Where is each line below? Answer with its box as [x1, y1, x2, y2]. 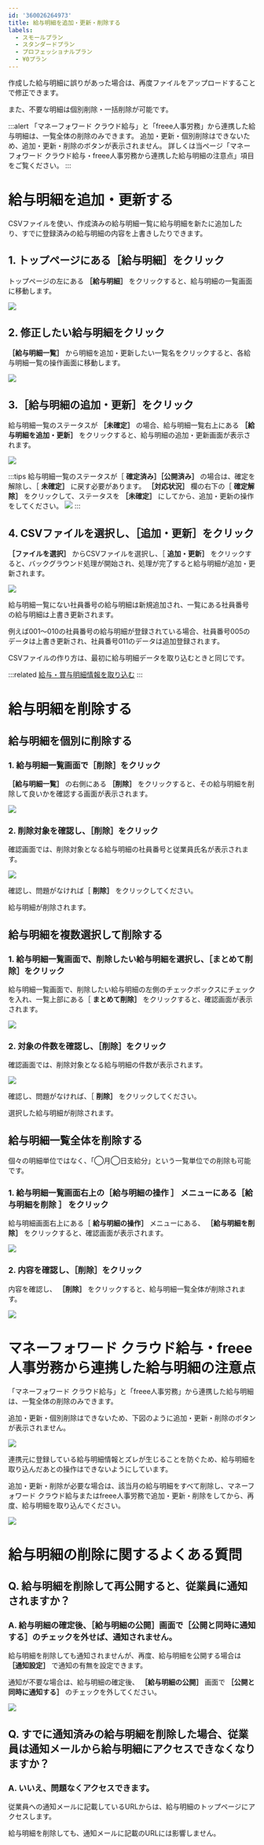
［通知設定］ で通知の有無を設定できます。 [8, 1661, 148, 1670]
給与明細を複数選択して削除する [8, 928, 163, 941]
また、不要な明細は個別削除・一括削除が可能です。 [8, 104, 173, 114]
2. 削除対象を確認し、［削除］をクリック [8, 825, 159, 836]
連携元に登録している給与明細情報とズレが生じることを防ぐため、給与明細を [8, 1454, 256, 1464]
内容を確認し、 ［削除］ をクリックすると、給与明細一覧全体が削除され [8, 1284, 240, 1293]
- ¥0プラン [15, 56, 47, 64]
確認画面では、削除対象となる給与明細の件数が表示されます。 [8, 1060, 207, 1070]
